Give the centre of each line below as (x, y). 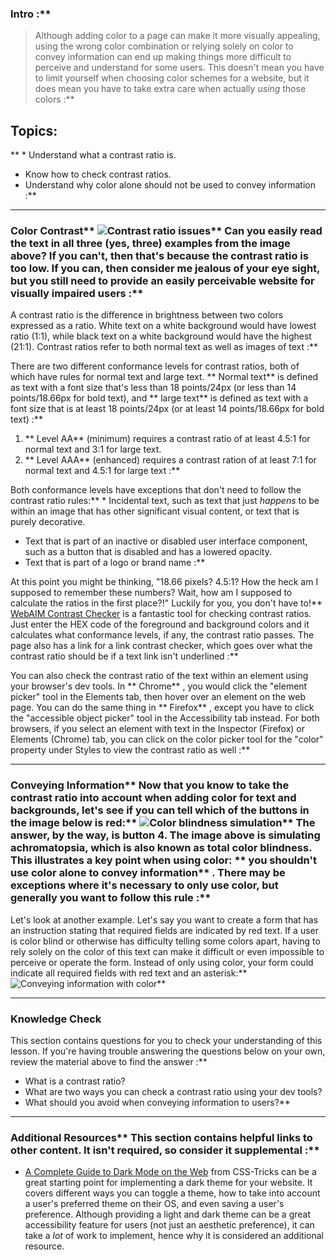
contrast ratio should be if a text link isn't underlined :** (124, 656)
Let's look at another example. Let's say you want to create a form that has (164, 919)
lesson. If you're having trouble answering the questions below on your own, (168, 1051)
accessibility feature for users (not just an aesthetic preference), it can (169, 1225)
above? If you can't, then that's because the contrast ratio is (159, 256)
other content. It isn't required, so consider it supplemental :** (165, 1150)
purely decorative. (48, 522)
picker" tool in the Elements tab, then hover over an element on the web (158, 697)
